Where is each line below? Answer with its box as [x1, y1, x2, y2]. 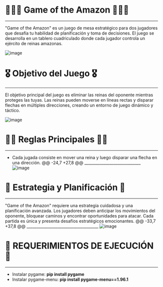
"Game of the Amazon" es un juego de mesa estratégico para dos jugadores [5, 25, 158, 31]
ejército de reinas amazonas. [5, 40, 63, 46]
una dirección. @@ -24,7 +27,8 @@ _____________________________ [12, 160, 141, 165]
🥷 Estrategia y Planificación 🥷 [5, 182, 126, 193]
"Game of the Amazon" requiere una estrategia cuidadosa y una [5, 202, 133, 208]
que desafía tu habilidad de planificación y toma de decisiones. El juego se [5, 30, 154, 36]
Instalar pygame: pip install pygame [12, 271, 85, 277]
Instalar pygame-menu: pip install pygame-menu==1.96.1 [12, 276, 129, 282]
